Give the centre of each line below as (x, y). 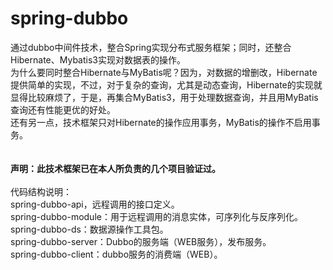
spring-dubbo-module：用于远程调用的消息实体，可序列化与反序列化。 (156, 216)
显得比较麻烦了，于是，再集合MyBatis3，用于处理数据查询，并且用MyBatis (164, 97)
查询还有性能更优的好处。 (63, 109)
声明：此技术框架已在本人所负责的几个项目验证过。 (115, 168)
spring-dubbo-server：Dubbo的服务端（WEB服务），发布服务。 (141, 241)
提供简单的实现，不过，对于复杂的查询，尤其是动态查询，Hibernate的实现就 (166, 84)
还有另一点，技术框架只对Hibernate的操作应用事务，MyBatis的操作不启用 (161, 122)
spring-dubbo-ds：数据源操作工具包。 (89, 229)
